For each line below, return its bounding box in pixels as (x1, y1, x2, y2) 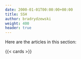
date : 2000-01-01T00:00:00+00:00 (5, 7, 73, 12)
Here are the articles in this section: (5, 39, 77, 45)
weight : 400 (5, 21, 29, 26)
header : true (5, 26, 32, 30)
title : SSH (5, 12, 27, 17)
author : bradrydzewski (5, 16, 51, 21)
